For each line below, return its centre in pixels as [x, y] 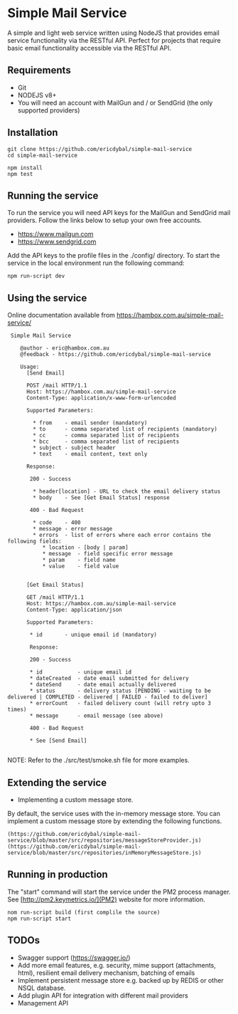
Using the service [47, 298]
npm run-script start [39, 919]
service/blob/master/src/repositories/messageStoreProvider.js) [104, 840]
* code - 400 [57, 523]
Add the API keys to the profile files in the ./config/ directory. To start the [114, 256]
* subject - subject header [74, 448]
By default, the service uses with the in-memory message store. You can [114, 814]
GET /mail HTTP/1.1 [55, 597]
